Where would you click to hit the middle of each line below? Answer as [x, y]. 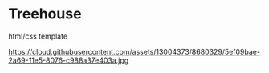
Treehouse [45, 14]
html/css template [38, 36]
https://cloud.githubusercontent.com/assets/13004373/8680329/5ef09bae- [134, 51]
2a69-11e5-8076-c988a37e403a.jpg [69, 60]
